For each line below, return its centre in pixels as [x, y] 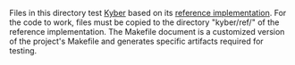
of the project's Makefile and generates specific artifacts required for [136, 41]
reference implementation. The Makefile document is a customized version [147, 32]
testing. [23, 51]
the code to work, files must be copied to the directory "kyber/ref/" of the [144, 22]
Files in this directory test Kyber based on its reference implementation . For [148, 13]
